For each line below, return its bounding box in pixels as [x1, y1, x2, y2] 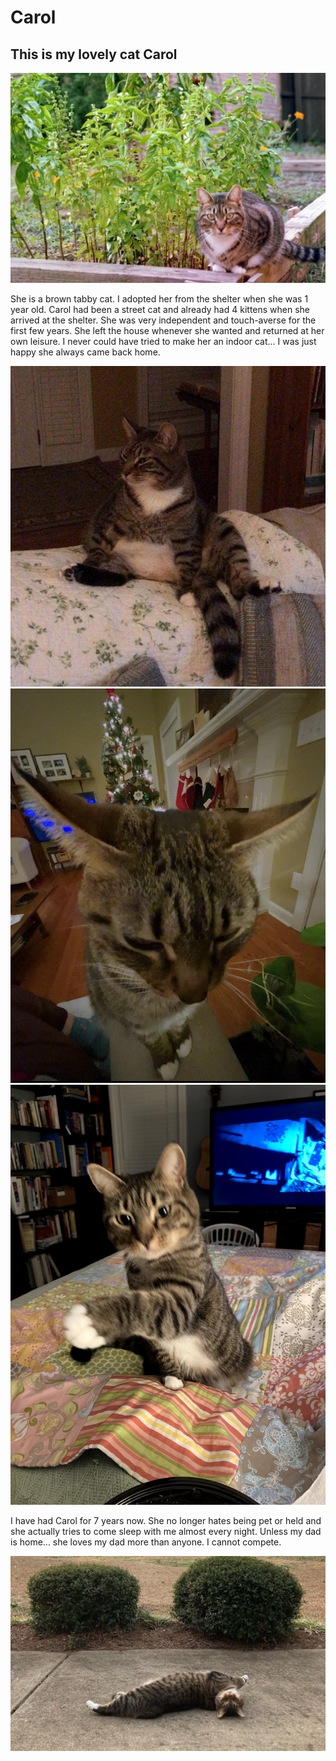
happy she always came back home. [10, 346, 161, 358]
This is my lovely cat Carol [10, 46, 178, 63]
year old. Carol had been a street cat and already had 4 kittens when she [10, 303, 311, 315]
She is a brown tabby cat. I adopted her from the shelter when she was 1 [10, 292, 309, 305]
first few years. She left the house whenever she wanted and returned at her [10, 324, 325, 336]
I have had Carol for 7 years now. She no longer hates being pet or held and [10, 1515, 322, 1527]
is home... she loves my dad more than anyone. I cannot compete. [10, 1536, 282, 1548]
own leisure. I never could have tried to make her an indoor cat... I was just [10, 335, 317, 347]
